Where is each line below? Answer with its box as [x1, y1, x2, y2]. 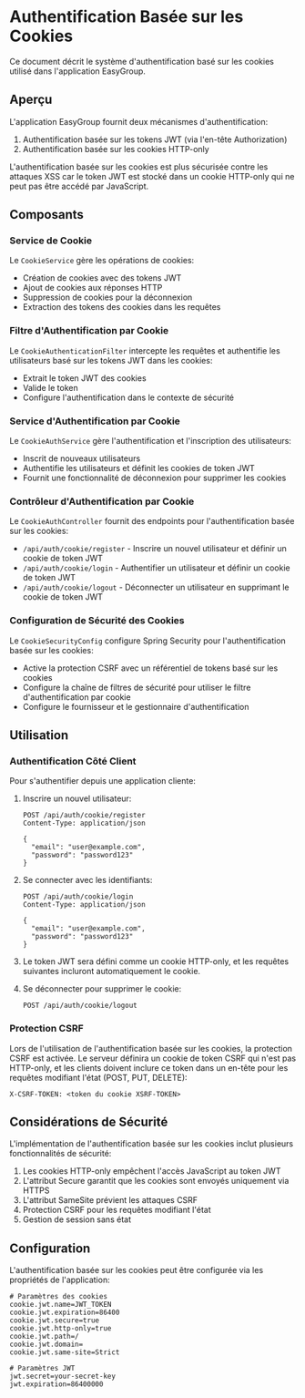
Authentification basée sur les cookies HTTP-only [22, 143, 209, 154]
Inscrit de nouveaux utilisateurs [22, 453, 141, 464]
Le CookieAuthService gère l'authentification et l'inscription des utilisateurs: [9, 436, 291, 447]
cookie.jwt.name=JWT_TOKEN [9, 1300, 112, 1310]
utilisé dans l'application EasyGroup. [9, 66, 146, 77]
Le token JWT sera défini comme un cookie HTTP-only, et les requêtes [22, 956, 290, 967]
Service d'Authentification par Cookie [9, 415, 180, 427]
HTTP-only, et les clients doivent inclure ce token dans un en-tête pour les [9, 1062, 289, 1073]
